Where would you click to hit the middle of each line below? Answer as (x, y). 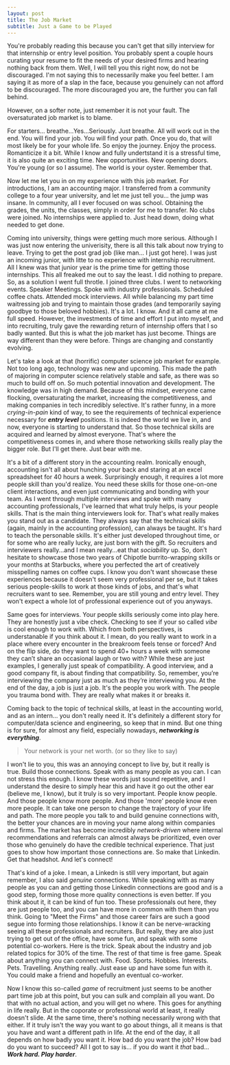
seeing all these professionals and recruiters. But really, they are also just (111, 931)
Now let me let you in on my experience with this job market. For (98, 181)
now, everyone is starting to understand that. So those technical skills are (111, 427)
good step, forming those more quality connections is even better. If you (109, 895)
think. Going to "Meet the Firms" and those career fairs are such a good (108, 917)
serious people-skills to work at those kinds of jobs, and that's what (103, 587)
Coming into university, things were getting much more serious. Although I (112, 238)
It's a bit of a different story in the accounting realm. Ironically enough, (107, 463)
